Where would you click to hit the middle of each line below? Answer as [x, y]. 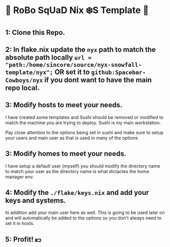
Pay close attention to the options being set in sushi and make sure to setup [84, 132]
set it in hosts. [20, 223]
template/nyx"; [29, 72]
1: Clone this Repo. [35, 32]
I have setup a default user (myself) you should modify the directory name [83, 166]
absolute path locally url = [48, 57]
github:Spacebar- [118, 72]
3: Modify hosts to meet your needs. [64, 105]
